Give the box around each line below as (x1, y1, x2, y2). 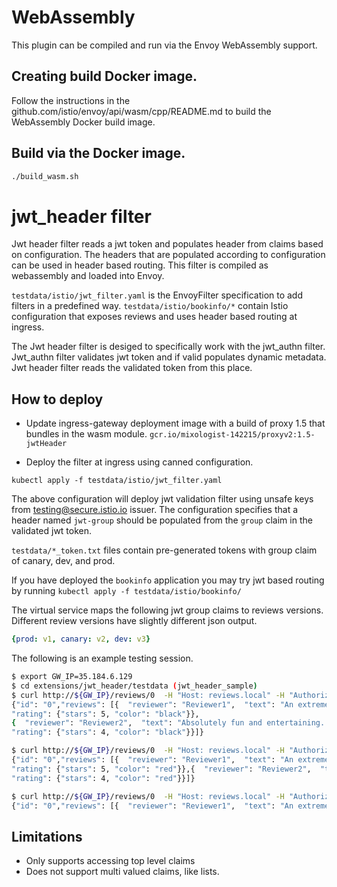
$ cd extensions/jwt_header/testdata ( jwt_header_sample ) (11, 681, 258, 691)
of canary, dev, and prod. (11, 555, 116, 567)
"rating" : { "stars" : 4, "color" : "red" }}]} (11, 773, 196, 783)
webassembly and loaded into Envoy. (11, 270, 165, 282)
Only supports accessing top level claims (25, 855, 196, 867)
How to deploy (11, 391, 104, 408)
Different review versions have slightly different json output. (11, 615, 258, 627)
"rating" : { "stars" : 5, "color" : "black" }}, (11, 709, 200, 719)
